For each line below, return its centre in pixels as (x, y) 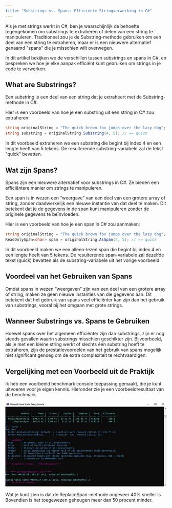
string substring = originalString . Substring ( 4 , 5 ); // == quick (76, 133)
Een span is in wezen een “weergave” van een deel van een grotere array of (85, 198)
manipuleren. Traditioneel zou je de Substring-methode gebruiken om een (83, 37)
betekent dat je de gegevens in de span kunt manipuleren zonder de (77, 209)
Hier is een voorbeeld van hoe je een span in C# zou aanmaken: (73, 224)
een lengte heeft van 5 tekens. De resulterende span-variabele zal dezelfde (85, 255)
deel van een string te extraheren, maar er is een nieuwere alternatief (78, 42)
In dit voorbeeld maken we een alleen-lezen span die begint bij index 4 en (83, 249)
